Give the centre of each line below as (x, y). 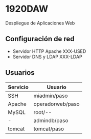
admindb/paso (51, 120)
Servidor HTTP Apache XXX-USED (49, 51)
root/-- (43, 112)
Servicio (18, 87)
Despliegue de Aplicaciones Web (40, 23)
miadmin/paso (51, 96)
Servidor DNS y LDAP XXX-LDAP (48, 57)
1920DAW (27, 9)
